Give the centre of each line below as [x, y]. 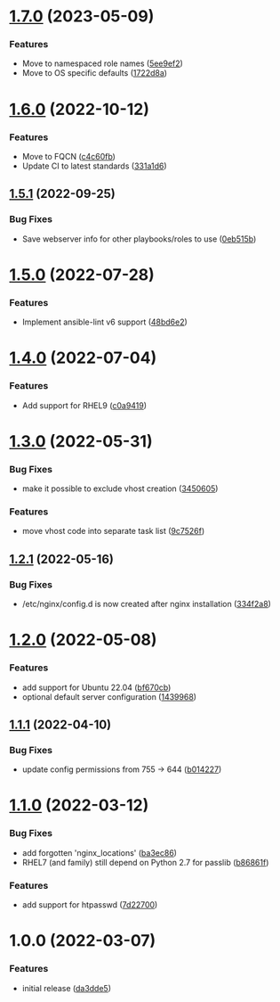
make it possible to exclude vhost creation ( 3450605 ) [120, 489]
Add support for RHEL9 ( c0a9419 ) [84, 405]
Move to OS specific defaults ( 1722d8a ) [94, 73]
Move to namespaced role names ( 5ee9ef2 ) [103, 63]
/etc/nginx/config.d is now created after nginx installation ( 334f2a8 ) [146, 604]
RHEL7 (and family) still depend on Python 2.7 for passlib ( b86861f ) [145, 862]
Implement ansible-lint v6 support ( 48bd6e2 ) [105, 322]
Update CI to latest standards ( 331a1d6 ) [94, 166]
